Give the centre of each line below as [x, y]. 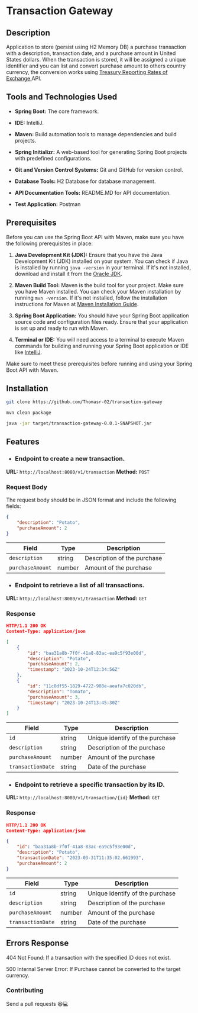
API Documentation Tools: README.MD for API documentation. [93, 192]
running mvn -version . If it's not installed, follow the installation [91, 298]
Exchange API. [24, 78]
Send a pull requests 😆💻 [37, 1004]
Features [23, 442]
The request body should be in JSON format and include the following [91, 500]
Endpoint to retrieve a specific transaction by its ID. [90, 784]
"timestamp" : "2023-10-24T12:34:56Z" [74, 670]
